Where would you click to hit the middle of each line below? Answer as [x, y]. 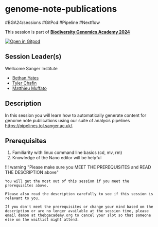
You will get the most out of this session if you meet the [67, 181]
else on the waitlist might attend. [42, 220]
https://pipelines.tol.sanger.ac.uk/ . [39, 126]
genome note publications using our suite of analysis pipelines [68, 120]
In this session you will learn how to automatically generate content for [76, 115]
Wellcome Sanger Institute [31, 68]
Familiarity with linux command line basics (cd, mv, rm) [67, 152]
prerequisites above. [27, 186]
